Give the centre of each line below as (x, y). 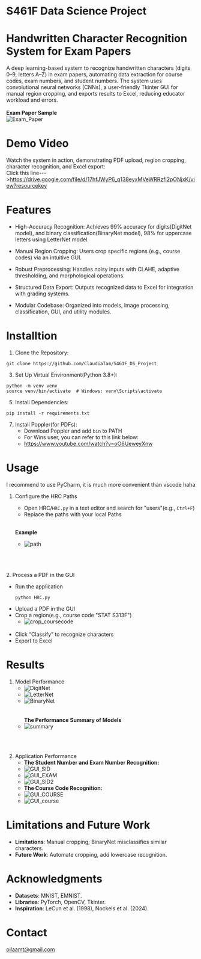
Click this (18, 173)
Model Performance (40, 682)
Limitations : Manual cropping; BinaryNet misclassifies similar (91, 842)
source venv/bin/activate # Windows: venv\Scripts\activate (84, 391)
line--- (38, 173)
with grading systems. (42, 294)
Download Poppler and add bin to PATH (73, 431)
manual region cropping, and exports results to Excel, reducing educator (96, 94)
